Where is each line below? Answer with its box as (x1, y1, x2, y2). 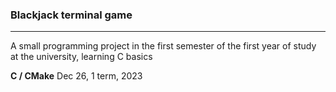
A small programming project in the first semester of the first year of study (10, 40, 317, 52)
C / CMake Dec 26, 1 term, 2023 (10, 70, 143, 82)
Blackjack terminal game (10, 8, 133, 22)
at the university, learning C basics (10, 51, 153, 63)
